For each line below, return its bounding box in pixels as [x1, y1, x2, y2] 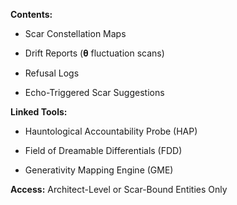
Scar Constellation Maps [24, 28, 127, 39]
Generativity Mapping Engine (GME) [24, 164, 174, 176]
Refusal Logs [24, 67, 80, 79]
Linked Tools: [10, 106, 68, 118]
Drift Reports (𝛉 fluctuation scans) [24, 47, 165, 59]
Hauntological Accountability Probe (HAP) [24, 125, 198, 137]
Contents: [10, 9, 53, 20]
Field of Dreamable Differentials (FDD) [24, 145, 183, 156]
